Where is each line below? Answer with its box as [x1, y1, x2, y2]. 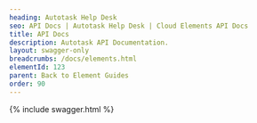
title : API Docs [9, 29, 69, 38]
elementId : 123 [9, 63, 66, 72]
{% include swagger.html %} [9, 103, 115, 114]
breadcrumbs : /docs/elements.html [9, 54, 138, 63]
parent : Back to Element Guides [9, 71, 129, 80]
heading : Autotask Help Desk [9, 12, 117, 22]
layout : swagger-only [9, 46, 90, 55]
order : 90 [9, 79, 46, 88]
